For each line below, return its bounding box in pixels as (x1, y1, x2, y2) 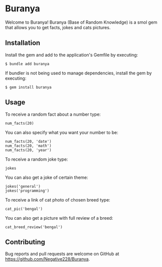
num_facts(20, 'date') (5, 139, 52, 144)
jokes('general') (5, 184, 41, 189)
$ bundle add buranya (5, 61, 50, 67)
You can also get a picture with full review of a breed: (5, 215, 113, 221)
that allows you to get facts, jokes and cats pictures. (5, 24, 111, 30)
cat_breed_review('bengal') (5, 225, 63, 230)
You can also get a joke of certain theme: (5, 174, 89, 180)
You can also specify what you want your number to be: (5, 129, 118, 135)
